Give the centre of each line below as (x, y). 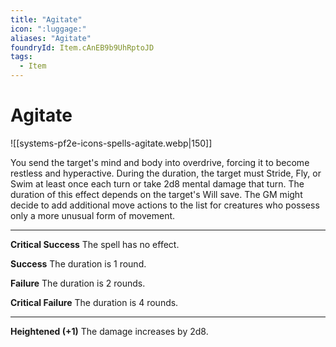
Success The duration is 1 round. (78, 263)
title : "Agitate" (46, 19)
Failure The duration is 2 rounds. (78, 283)
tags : (21, 57)
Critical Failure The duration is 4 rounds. (94, 302)
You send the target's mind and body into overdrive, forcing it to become (160, 162)
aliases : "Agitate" (51, 38)
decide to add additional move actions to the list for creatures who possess (165, 205)
